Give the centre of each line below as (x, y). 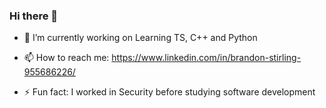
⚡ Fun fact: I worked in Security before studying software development (169, 92)
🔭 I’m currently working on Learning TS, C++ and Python (140, 38)
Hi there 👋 (34, 16)
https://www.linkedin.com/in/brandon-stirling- (206, 58)
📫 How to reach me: (66, 58)
